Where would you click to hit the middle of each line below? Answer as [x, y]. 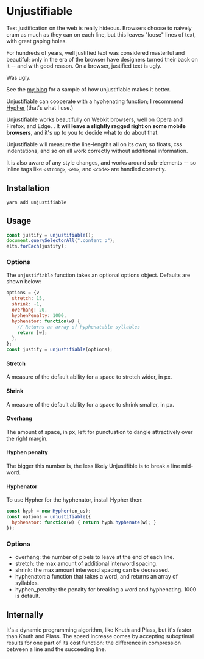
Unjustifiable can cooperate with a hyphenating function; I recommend [95, 101]
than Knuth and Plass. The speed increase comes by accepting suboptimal [100, 636]
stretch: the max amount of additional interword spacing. [86, 563]
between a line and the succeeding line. [56, 649]
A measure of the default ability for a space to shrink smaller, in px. [90, 404]
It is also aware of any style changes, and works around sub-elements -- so [101, 162]
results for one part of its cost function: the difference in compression [94, 643]
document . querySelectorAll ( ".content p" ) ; [61, 241]
